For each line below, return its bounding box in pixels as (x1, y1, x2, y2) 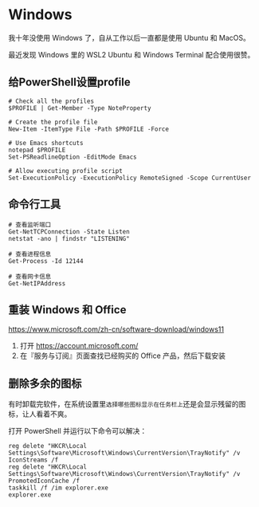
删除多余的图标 (8, 376, 82, 390)
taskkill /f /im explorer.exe (8, 484, 109, 492)
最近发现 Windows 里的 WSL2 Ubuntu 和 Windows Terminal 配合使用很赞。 (8, 49, 255, 59)
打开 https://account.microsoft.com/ (19, 341, 139, 351)
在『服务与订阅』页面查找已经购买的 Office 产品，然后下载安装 (19, 351, 226, 360)
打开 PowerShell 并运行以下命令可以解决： (8, 426, 147, 436)
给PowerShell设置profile (8, 76, 131, 89)
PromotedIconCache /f (8, 477, 80, 485)
